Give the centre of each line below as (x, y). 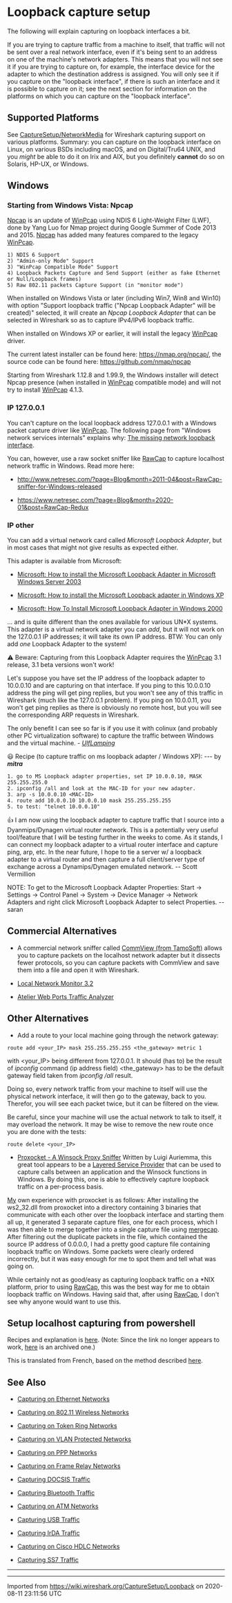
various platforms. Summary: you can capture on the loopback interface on (114, 142)
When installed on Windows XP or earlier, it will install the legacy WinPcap (113, 333)
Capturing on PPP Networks (57, 1453)
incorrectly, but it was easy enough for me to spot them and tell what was (112, 1258)
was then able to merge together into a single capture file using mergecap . (113, 1229)
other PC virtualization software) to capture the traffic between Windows (110, 736)
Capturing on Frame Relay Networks (69, 1466)
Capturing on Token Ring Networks (67, 1426)
